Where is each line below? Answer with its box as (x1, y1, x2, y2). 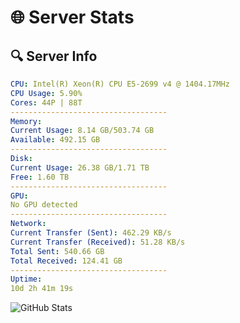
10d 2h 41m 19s (10, 284, 74, 294)
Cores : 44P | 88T (10, 97, 83, 108)
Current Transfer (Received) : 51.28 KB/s (10, 237, 186, 247)
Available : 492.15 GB (10, 135, 101, 145)
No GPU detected (10, 200, 78, 210)
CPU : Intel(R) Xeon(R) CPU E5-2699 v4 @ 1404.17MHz (10, 79, 230, 89)
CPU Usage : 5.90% (10, 88, 83, 98)
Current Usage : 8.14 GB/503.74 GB (10, 126, 155, 136)
